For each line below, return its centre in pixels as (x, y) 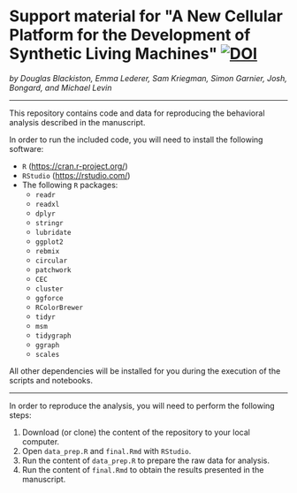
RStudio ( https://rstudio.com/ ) (76, 175)
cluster (49, 289)
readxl (47, 204)
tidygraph (53, 336)
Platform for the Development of (130, 35)
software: (27, 148)
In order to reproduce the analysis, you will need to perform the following (142, 406)
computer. (41, 441)
